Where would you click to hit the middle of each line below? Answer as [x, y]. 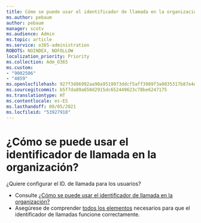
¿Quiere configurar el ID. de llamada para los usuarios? [74, 184]
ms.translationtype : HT [36, 95]
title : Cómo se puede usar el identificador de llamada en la [85, 12]
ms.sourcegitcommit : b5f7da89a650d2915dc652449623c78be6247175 [87, 90]
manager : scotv [25, 28]
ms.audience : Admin [31, 34]
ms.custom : [20, 67]
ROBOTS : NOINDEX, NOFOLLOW [40, 51]
